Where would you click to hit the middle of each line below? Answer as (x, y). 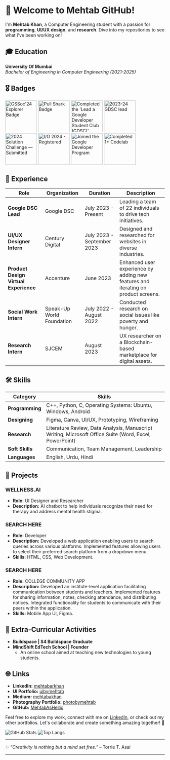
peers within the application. (42, 608)
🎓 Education (27, 52)
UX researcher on (141, 336)
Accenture (57, 278)
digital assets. (136, 361)
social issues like (140, 315)
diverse (129, 248)
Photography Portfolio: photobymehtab (54, 702)
